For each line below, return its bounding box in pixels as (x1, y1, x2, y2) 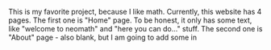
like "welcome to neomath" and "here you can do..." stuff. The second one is (8, 24, 263, 33)
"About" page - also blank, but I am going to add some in (8, 32, 198, 42)
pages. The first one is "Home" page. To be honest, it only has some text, (8, 15, 252, 25)
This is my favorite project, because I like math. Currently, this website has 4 (8, 7, 262, 16)
